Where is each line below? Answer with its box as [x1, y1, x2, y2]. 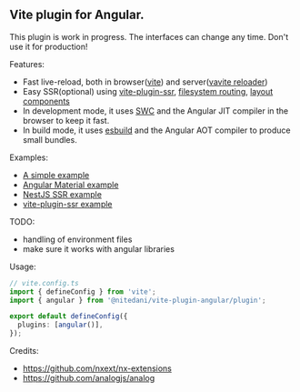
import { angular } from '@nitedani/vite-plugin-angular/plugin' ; [9, 296, 266, 305]
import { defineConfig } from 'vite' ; [9, 286, 156, 297]
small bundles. [22, 134, 77, 145]
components [22, 95, 70, 106]
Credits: [9, 346, 39, 357]
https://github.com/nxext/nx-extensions [22, 363, 173, 374]
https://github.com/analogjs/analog [22, 373, 155, 384]
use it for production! [9, 41, 88, 52]
